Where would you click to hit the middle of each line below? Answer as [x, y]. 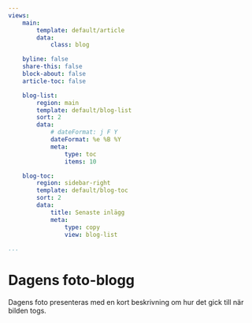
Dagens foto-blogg [72, 280]
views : [19, 15]
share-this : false [52, 67]
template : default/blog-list [84, 110]
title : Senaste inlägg [87, 212]
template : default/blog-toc [82, 190]
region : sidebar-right [74, 183]
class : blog [70, 45]
